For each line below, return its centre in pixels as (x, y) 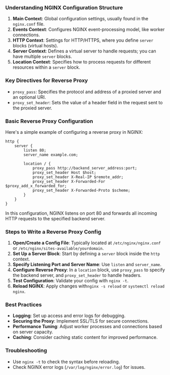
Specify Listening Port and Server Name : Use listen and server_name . (87, 265)
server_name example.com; (51, 155)
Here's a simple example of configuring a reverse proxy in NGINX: (74, 132)
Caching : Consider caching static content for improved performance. (85, 337)
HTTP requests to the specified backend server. (55, 218)
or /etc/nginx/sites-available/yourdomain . (58, 248)
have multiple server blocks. (42, 56)
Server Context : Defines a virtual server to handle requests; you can (84, 51)
